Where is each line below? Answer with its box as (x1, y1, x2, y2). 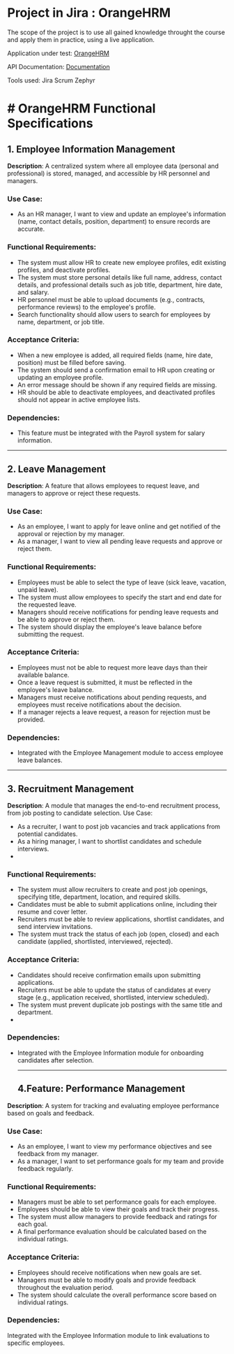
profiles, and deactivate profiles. (17, 266, 111, 274)
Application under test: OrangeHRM (7, 49, 110, 57)
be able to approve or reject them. (17, 615, 116, 624)
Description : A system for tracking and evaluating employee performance (7, 1101, 219, 1109)
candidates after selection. (17, 1056, 94, 1064)
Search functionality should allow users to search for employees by (17, 310, 211, 319)
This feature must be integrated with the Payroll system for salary (17, 428, 205, 438)
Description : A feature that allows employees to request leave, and (7, 481, 200, 490)
